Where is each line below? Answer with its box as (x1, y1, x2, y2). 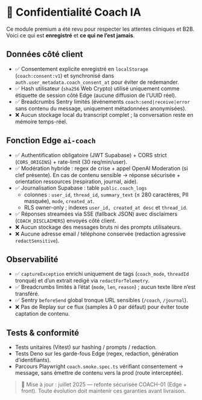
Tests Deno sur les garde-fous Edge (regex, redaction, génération (14, 350, 179, 357)
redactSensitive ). (14, 237, 60, 244)
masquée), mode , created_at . (24, 197, 95, 204)
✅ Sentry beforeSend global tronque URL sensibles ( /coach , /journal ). (14, 296, 188, 304)
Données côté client (6, 49, 83, 60)
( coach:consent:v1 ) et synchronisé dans (14, 72, 115, 79)
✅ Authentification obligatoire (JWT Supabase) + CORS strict (14, 151, 167, 158)
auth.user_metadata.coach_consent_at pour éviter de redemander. (14, 78, 179, 86)
